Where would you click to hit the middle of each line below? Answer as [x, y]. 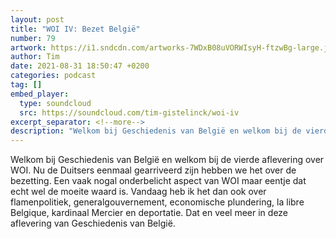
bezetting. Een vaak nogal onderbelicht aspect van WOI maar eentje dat [158, 181]
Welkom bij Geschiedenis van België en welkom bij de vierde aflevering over [167, 160]
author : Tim [35, 57]
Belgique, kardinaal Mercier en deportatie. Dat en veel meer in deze [149, 213]
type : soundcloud [55, 103]
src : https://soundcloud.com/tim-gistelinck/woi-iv [129, 112]
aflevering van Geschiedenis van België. [93, 223]
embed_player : [40, 94]
